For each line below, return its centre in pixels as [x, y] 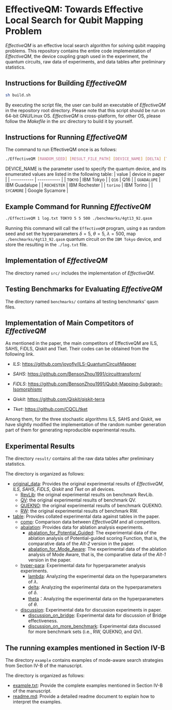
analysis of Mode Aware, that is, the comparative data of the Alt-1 [97, 555]
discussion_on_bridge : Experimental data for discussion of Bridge [97, 615]
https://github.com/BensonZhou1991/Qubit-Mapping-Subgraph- [95, 384]
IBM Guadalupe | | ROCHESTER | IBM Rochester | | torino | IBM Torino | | [79, 185]
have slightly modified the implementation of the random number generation [86, 425]
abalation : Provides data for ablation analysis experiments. [82, 527]
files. [10, 307]
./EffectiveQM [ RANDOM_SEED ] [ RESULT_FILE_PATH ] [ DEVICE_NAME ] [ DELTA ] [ [86, 159]
